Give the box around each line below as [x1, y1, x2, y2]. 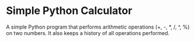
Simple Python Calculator [6, 4, 133, 17]
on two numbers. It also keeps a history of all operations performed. [6, 29, 170, 36]
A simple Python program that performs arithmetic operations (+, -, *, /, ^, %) [6, 23, 190, 30]
